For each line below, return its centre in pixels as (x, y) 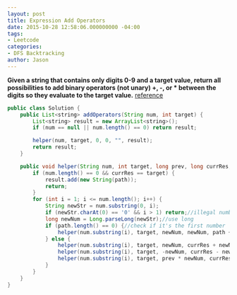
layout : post (26, 14)
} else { (58, 239)
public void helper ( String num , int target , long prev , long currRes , (126, 166)
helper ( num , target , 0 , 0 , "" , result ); (93, 141)
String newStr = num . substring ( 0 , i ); (102, 206)
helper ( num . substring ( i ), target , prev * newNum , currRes (145, 259)
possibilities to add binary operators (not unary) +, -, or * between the (112, 87)
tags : (15, 34)
